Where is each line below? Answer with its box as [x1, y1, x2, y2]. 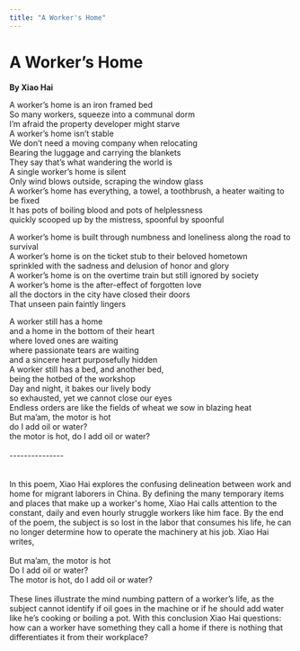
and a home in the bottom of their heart [9, 325, 155, 336]
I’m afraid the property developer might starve [9, 118, 181, 129]
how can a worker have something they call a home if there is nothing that [9, 622, 284, 633]
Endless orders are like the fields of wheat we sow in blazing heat [9, 402, 252, 412]
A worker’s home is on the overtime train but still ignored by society [9, 269, 259, 280]
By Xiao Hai [9, 82, 54, 93]
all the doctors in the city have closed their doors [9, 289, 190, 300]
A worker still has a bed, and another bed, [9, 364, 164, 375]
